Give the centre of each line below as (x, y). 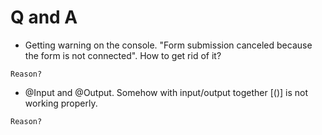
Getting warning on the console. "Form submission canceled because (168, 45)
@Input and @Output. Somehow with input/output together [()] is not (166, 92)
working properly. (61, 103)
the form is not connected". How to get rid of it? (123, 55)
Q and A (44, 17)
